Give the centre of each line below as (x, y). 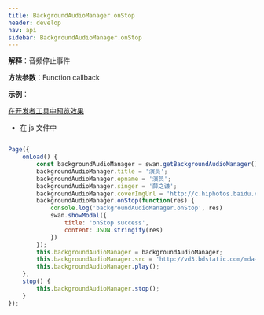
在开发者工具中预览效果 (46, 111)
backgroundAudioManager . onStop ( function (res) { (115, 201)
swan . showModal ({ (79, 216)
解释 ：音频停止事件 (39, 61)
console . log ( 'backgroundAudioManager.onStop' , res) (136, 208)
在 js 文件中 (38, 128)
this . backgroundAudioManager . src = (95, 259)
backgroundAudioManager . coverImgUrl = (100, 194)
